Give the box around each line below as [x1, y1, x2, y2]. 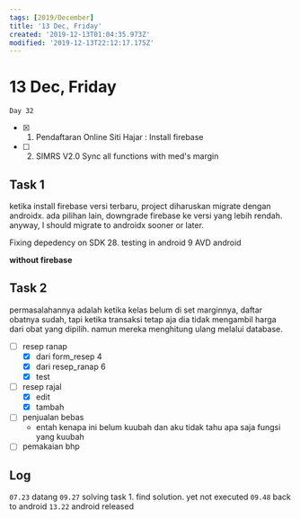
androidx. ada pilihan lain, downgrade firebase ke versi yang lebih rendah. [9, 210, 283, 221]
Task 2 [9, 280, 48, 296]
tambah [35, 401, 65, 413]
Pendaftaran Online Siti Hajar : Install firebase [35, 132, 204, 143]
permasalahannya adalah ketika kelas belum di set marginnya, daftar [9, 304, 263, 315]
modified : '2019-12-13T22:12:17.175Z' [9, 38, 154, 48]
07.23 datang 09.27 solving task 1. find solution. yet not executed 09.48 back [9, 491, 292, 503]
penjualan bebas [22, 412, 84, 423]
